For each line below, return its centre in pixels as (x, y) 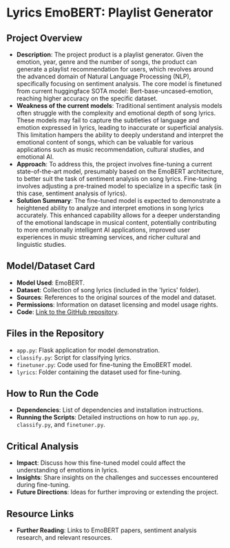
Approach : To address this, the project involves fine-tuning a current (114, 164)
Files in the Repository (55, 334)
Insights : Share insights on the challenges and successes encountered (117, 478)
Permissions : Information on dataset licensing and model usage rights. (117, 305)
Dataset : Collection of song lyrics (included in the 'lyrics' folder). (108, 289)
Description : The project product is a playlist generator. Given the (110, 54)
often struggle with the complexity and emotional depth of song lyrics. (116, 113)
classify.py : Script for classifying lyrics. (74, 357)
